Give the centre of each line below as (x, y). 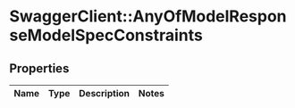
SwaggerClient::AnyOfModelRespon (148, 17)
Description (104, 93)
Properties (39, 68)
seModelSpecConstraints (106, 35)
